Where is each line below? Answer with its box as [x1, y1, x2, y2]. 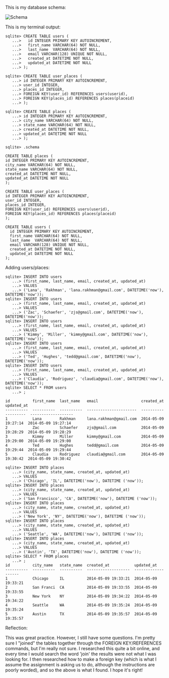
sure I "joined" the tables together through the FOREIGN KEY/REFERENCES [5, 640, 162, 646]
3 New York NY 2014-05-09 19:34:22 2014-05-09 [5, 594, 157, 599]
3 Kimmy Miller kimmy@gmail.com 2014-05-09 [5, 434, 164, 439]
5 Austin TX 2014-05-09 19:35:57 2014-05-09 [5, 612, 157, 617]
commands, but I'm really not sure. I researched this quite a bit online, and [5, 646, 160, 651]
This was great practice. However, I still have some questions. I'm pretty [5, 635, 155, 640]
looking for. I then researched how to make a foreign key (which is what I [5, 656, 157, 662]
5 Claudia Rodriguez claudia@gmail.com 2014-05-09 [5, 452, 164, 457]
